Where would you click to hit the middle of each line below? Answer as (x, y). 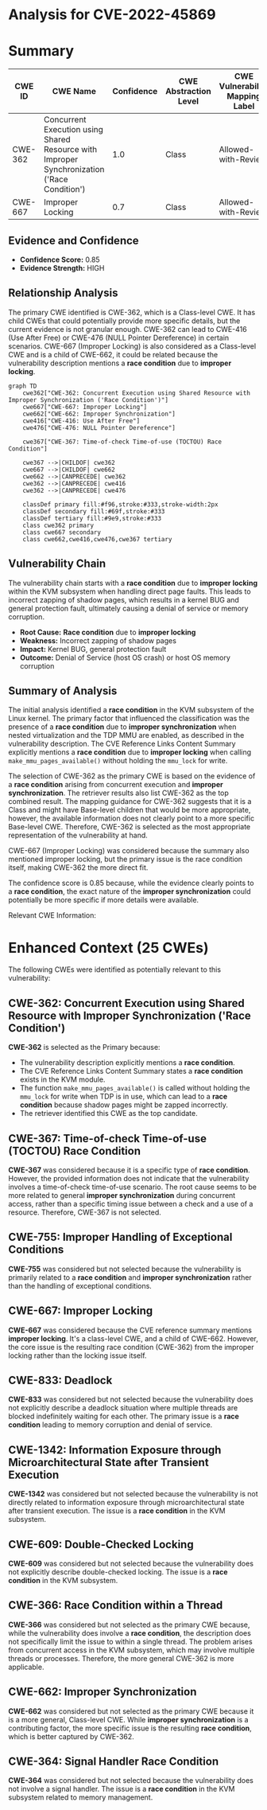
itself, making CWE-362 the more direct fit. (78, 868)
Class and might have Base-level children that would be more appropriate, (130, 810)
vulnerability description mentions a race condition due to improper (120, 363)
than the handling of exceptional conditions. (80, 1285)
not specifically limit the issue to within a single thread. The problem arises (130, 1641)
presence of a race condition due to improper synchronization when (122, 727)
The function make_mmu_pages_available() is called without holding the (135, 1088)
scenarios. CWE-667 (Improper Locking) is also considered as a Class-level (132, 346)
